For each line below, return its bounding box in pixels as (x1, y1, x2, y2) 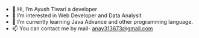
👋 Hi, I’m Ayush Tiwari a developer (11, 6, 98, 12)
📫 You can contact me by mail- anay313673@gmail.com (11, 25, 153, 32)
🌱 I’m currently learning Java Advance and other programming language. (11, 18, 194, 25)
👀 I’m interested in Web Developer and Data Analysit (11, 12, 142, 19)
